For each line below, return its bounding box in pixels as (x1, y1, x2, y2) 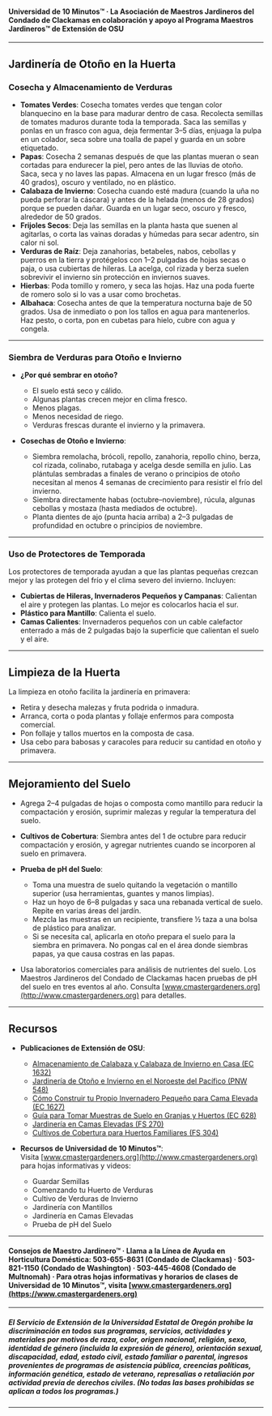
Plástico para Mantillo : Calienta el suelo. (19, 608, 156, 618)
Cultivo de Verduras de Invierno (32, 1193, 138, 1204)
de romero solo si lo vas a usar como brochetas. (19, 289, 181, 299)
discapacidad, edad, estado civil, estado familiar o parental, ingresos (8, 1351, 249, 1362)
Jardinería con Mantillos (32, 1202, 113, 1212)
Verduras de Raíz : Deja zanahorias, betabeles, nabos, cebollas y (19, 246, 236, 255)
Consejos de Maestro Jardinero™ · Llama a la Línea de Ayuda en (8, 1246, 226, 1255)
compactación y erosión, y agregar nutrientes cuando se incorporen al (19, 840, 256, 850)
